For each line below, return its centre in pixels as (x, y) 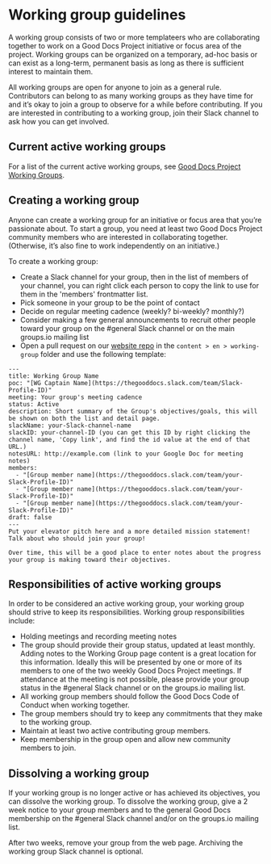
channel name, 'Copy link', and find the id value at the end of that (129, 439)
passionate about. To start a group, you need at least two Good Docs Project (135, 229)
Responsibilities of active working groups (115, 584)
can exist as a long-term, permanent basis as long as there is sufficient (126, 63)
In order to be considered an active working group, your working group (126, 604)
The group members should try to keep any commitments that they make (141, 714)
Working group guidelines (97, 15)
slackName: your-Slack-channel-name (70, 426)
